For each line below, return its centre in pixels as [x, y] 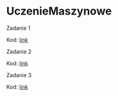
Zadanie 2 [19, 51]
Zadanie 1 [18, 28]
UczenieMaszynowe [59, 11]
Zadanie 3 [19, 75]
